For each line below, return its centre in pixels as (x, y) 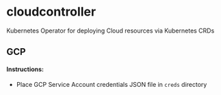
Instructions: (25, 69)
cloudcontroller (51, 12)
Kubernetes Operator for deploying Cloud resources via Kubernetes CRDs (110, 31)
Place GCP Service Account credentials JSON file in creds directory (112, 84)
